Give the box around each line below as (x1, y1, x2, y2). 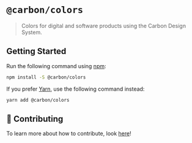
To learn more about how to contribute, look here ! (6, 130, 131, 138)
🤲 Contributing (6, 114, 64, 124)
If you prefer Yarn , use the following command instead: (6, 85, 145, 92)
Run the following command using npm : (6, 62, 106, 69)
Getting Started (6, 46, 67, 57)
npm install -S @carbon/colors (6, 74, 86, 80)
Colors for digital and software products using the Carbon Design (21, 22, 186, 29)
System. (21, 29, 42, 36)
